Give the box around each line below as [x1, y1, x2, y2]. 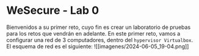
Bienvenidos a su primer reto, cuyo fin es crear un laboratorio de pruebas [6, 23, 191, 31]
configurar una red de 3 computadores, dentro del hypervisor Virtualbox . [6, 36, 194, 43]
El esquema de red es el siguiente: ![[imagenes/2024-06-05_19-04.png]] [6, 43, 189, 50]
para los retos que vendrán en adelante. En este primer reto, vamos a [6, 30, 181, 37]
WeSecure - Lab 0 [6, 4, 99, 17]
